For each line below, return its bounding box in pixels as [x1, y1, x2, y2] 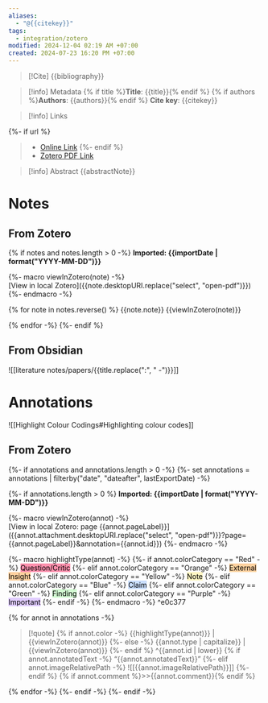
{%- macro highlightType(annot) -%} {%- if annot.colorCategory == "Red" [8, 554, 255, 564]
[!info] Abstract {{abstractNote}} [27, 167, 136, 176]
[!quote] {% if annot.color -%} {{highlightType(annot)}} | [27, 628, 215, 638]
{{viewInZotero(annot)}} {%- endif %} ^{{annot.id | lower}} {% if [27, 645, 241, 655]
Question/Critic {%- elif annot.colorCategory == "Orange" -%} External [19, 563, 257, 573]
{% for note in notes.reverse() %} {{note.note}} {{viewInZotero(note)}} [8, 305, 241, 314]
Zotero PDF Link [39, 151, 94, 160]
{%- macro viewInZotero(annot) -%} [8, 513, 130, 523]
